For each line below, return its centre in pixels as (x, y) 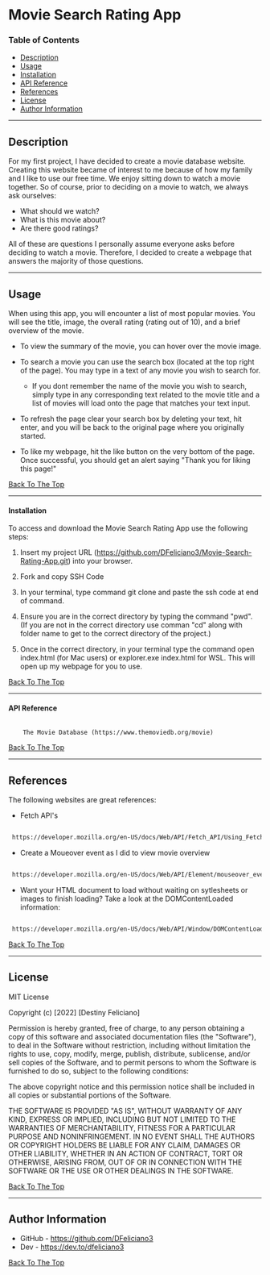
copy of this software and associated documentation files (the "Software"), (133, 1036)
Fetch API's (39, 815)
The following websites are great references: (82, 800)
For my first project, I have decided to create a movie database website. (127, 161)
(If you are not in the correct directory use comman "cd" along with (131, 625)
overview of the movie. (46, 331)
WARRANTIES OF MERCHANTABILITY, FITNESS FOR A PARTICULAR (122, 1127)
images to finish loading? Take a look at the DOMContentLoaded (127, 898)
